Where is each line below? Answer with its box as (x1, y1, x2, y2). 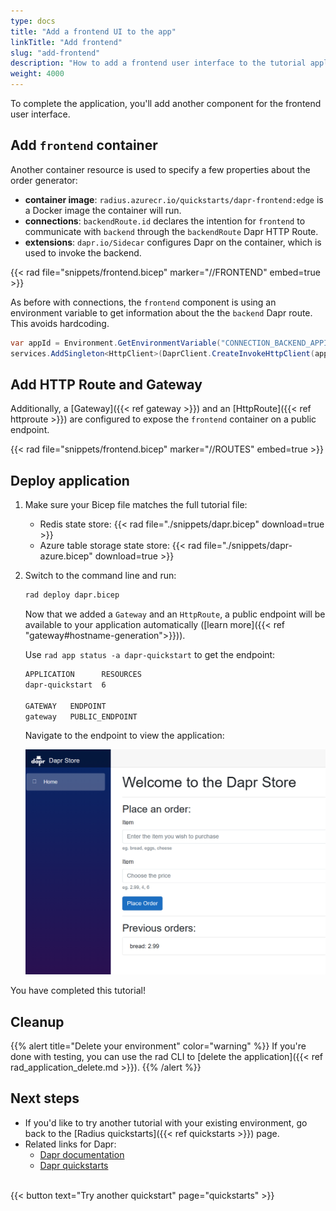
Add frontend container (10, 137, 158, 154)
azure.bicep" (39, 550, 93, 562)
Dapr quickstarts (39, 1159, 109, 1171)
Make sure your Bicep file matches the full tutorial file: (24, 499, 248, 511)
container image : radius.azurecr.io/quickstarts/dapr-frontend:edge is (24, 193, 324, 205)
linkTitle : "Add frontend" (10, 37, 123, 47)
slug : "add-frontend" (10, 48, 101, 58)
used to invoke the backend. (24, 246, 142, 259)
